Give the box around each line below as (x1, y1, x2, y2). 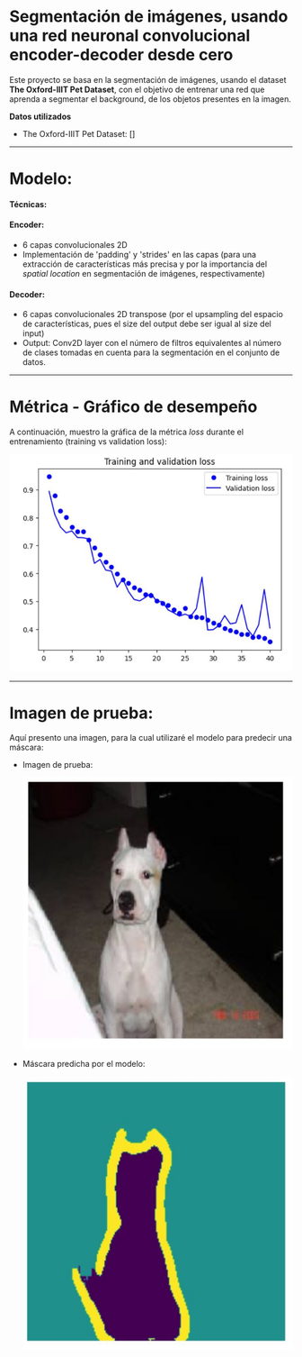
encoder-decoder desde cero (9, 45, 234, 65)
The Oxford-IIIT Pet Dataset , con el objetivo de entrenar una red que (9, 84, 265, 95)
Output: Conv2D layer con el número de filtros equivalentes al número (22, 338, 281, 349)
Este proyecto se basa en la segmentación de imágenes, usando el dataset (9, 74, 287, 85)
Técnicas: (9, 198, 48, 209)
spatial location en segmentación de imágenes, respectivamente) (22, 268, 265, 278)
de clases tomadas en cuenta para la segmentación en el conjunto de (22, 347, 280, 358)
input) (22, 328, 45, 339)
